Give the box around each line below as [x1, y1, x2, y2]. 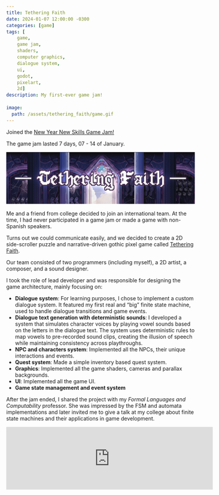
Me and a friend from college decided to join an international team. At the [6, 210, 187, 217]
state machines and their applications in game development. [6, 415, 155, 422]
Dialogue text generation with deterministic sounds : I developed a [14, 314, 182, 321]
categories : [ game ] [6, 22, 55, 28]
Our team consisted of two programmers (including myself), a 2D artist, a [6, 259, 187, 266]
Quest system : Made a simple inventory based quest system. [14, 359, 168, 366]
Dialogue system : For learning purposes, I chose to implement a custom [14, 295, 194, 302]
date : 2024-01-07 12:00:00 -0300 [6, 16, 90, 22]
